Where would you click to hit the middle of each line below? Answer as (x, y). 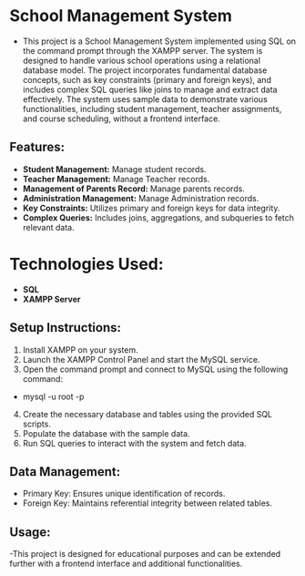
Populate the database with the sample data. (106, 433)
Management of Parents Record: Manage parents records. (134, 189)
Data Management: (65, 472)
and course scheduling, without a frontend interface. (121, 118)
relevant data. (48, 227)
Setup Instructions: (65, 328)
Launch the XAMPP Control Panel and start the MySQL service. (141, 359)
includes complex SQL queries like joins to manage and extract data (150, 89)
